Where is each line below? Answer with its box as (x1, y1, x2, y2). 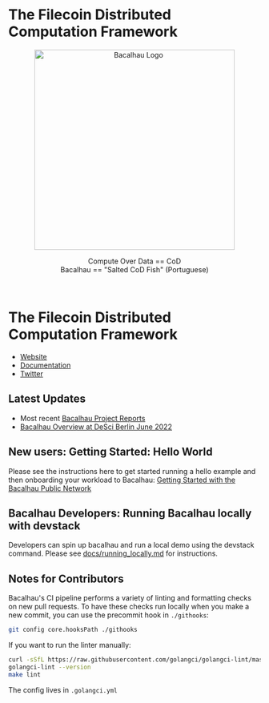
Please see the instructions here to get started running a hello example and (8, 466, 256, 476)
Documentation (19, 360, 71, 370)
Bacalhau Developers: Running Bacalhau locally (8, 506, 252, 520)
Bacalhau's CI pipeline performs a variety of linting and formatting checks (8, 593, 252, 603)
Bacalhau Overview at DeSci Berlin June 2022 (19, 422, 172, 432)
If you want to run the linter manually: (8, 641, 131, 649)
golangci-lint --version (8, 663, 91, 671)
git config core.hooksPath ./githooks (8, 626, 138, 634)
